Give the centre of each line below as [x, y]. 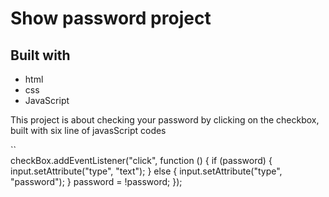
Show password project [111, 18]
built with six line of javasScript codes [88, 130]
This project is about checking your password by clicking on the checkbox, [165, 120]
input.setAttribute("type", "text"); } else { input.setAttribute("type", [146, 171]
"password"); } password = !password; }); [96, 181]
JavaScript [47, 100]
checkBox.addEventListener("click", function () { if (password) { [141, 160]
